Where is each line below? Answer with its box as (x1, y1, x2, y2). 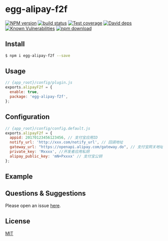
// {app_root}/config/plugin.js (5, 80, 72, 85)
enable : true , (9, 89, 39, 94)
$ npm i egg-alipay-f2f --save (5, 53, 70, 58)
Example (5, 172, 33, 181)
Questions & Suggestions (5, 189, 86, 198)
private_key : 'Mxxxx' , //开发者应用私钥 (9, 149, 90, 154)
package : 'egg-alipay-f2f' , (9, 94, 68, 99)
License (5, 217, 30, 225)
